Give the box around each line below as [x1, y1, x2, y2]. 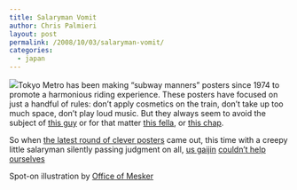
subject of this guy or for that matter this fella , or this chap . [9, 117, 224, 128]
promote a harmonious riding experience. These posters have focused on [9, 90, 278, 99]
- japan [17, 54, 46, 63]
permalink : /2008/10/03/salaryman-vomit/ [9, 37, 165, 47]
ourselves [9, 154, 46, 164]
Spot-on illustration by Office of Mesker [9, 170, 154, 181]
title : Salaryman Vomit [9, 12, 98, 22]
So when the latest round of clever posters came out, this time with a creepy [9, 135, 288, 145]
